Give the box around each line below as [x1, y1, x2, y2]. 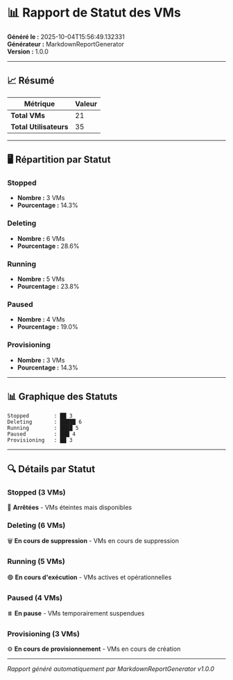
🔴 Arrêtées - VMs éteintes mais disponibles [7, 504, 132, 512]
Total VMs [10, 110, 45, 120]
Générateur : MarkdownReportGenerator [7, 40, 125, 48]
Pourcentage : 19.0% [17, 323, 78, 331]
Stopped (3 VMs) [7, 487, 66, 497]
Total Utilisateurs [10, 122, 69, 131]
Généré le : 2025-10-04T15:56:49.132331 [7, 32, 125, 41]
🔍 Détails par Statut [7, 463, 96, 475]
